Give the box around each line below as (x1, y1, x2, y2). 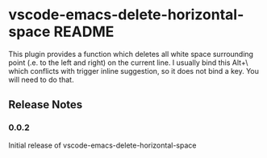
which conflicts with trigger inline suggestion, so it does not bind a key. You (8, 66, 260, 75)
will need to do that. (8, 75, 74, 84)
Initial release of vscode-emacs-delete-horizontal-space (8, 140, 197, 150)
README (53, 22, 115, 41)
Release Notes (8, 98, 83, 111)
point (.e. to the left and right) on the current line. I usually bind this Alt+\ (8, 58, 248, 67)
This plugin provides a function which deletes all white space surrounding (8, 49, 254, 59)
